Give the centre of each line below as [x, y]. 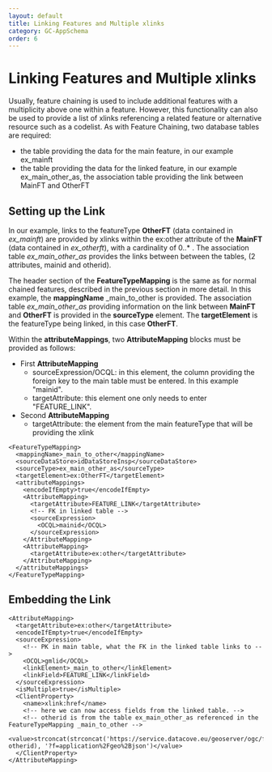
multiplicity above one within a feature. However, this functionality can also [133, 109]
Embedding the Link [60, 600]
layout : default [36, 16]
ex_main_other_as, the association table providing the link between [132, 177]
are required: [30, 135]
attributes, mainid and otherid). [60, 265]
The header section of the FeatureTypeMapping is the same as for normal [132, 281]
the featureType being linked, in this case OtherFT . [93, 324]
